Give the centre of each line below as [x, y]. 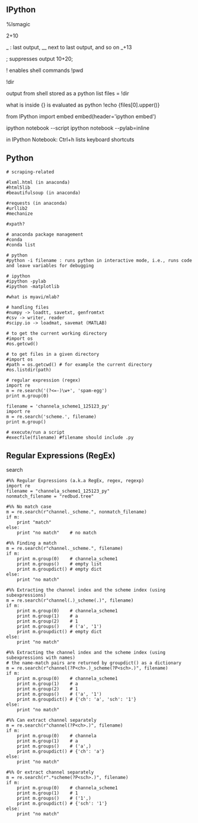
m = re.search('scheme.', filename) [51, 417]
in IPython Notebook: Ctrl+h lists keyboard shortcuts [70, 139]
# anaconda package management [45, 234]
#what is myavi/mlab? [33, 297]
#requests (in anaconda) [37, 203]
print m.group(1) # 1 [47, 793]
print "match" [34, 522]
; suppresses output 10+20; [39, 58]
